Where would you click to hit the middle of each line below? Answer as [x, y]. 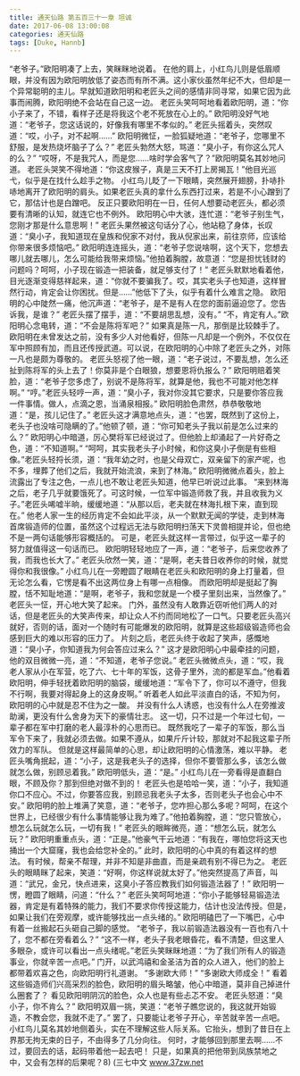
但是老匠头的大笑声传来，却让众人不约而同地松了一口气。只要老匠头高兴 [158, 616]
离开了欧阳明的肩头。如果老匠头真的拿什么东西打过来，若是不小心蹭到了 [158, 192]
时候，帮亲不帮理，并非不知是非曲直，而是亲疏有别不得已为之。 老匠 [161, 862]
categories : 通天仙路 [47, 34]
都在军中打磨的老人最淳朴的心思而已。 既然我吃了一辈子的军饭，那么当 [155, 728]
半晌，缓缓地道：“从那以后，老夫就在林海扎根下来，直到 [167, 505]
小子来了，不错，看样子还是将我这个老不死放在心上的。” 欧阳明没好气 [135, 113]
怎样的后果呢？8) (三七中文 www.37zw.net [125, 1063]
